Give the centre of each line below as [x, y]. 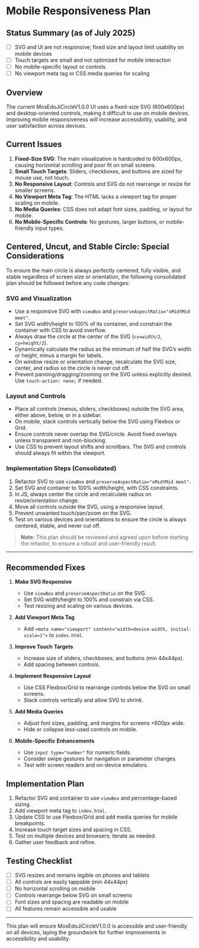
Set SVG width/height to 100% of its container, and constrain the [93, 324]
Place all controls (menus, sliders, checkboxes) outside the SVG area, [99, 409]
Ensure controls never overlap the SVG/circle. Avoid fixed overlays [96, 434]
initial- [181, 630]
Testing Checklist [39, 861]
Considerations [35, 256]
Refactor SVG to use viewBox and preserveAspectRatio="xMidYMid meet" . [103, 481]
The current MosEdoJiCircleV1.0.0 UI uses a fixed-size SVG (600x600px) [95, 107]
